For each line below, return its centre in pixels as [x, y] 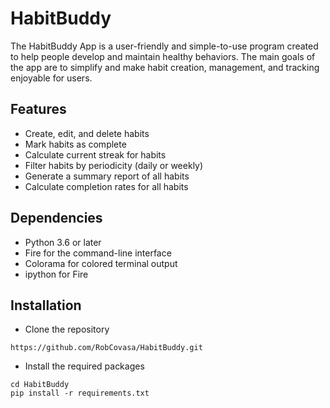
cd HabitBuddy [40, 385]
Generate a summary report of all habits [107, 176]
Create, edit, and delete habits [87, 133]
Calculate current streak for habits [95, 154]
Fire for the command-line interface [98, 253]
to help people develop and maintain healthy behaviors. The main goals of [163, 56]
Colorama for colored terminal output [101, 263]
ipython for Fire [56, 274]
